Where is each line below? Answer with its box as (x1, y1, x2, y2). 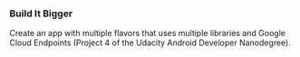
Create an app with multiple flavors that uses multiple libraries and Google (9, 28, 285, 39)
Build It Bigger (9, 7, 73, 20)
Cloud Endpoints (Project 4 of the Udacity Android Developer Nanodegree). (9, 37, 292, 48)
